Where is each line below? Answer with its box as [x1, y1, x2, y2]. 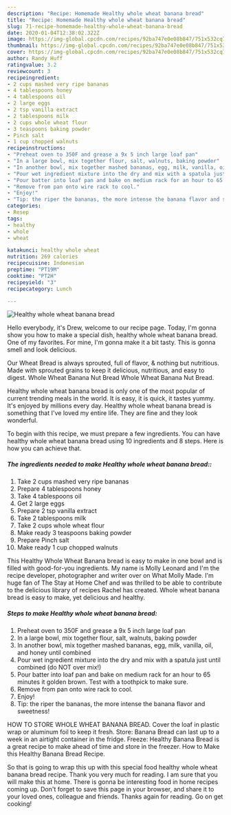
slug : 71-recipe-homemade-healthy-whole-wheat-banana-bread [7, 23, 184, 30]
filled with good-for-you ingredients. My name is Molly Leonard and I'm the [7, 564, 220, 572]
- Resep [7, 209, 30, 216]
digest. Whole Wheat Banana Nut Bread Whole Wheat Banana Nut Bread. [7, 374, 214, 382]
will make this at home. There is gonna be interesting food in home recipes [7, 778, 219, 786]
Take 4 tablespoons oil [16, 492, 82, 501]
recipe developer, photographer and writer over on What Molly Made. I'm [7, 572, 214, 580]
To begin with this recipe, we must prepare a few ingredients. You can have [7, 430, 221, 438]
